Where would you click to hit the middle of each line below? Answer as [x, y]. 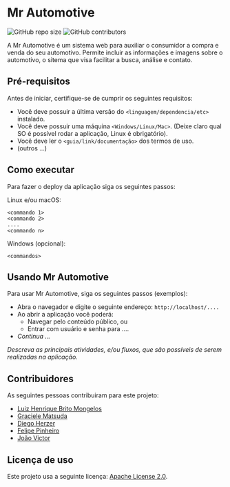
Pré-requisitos [39, 82]
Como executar [41, 170]
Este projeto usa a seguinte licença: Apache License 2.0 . [87, 476]
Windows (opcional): [36, 243]
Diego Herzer [36, 424]
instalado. [31, 119]
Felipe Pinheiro [38, 431]
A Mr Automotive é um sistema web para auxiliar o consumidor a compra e [113, 45]
